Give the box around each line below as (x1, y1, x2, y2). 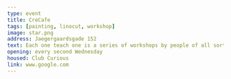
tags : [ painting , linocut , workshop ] (7, 23, 115, 30)
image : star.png (7, 29, 54, 36)
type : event (7, 10, 41, 17)
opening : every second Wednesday (7, 49, 103, 56)
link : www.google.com (7, 61, 69, 68)
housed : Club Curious (7, 55, 69, 62)
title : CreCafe (7, 16, 51, 23)
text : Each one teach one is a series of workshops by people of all (7, 42, 211, 49)
